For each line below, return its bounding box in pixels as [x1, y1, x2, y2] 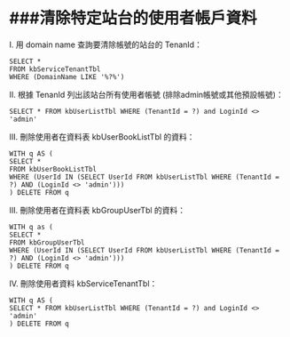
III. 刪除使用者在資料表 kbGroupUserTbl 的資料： [9, 205, 186, 215]
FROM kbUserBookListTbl [9, 164, 98, 173]
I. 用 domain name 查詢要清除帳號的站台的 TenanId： [9, 39, 202, 50]
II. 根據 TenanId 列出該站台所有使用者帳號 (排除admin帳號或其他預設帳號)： [9, 89, 284, 100]
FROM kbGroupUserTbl [9, 237, 86, 247]
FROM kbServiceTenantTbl [9, 64, 101, 74]
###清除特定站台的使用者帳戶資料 [9, 8, 257, 28]
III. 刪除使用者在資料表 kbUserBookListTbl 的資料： [9, 131, 195, 142]
